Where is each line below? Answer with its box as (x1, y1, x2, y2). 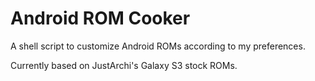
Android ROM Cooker (10, 7, 191, 30)
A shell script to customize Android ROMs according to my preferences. (10, 40, 306, 52)
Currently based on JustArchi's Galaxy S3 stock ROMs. (10, 59, 238, 71)
